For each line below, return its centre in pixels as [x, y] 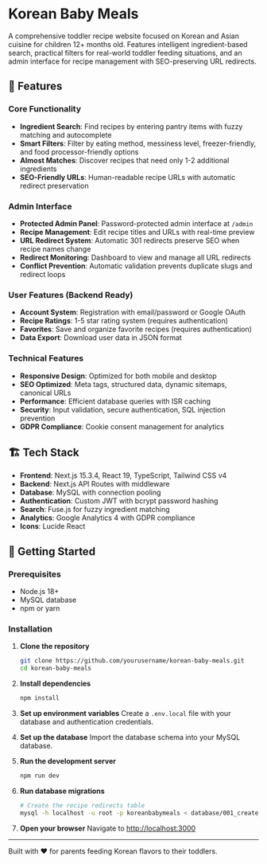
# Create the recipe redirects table [82, 805]
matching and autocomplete [66, 135]
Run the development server [68, 760]
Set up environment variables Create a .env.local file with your [125, 713]
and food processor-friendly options [79, 151]
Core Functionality [45, 109]
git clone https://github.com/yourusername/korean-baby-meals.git [132, 661]
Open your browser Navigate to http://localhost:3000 [108, 828]
